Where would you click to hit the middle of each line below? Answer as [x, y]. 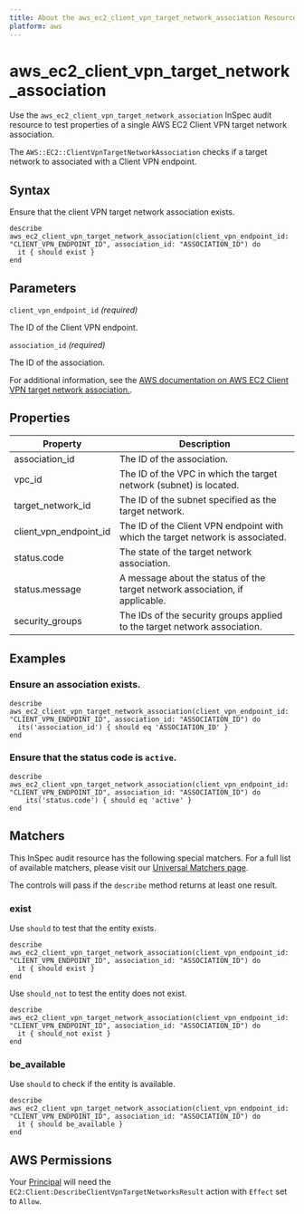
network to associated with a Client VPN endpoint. [103, 162]
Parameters [43, 288]
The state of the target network [185, 552]
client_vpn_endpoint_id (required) [74, 310]
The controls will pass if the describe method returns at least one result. [143, 885]
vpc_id [28, 479]
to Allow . [26, 1201]
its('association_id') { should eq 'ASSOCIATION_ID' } [123, 727]
